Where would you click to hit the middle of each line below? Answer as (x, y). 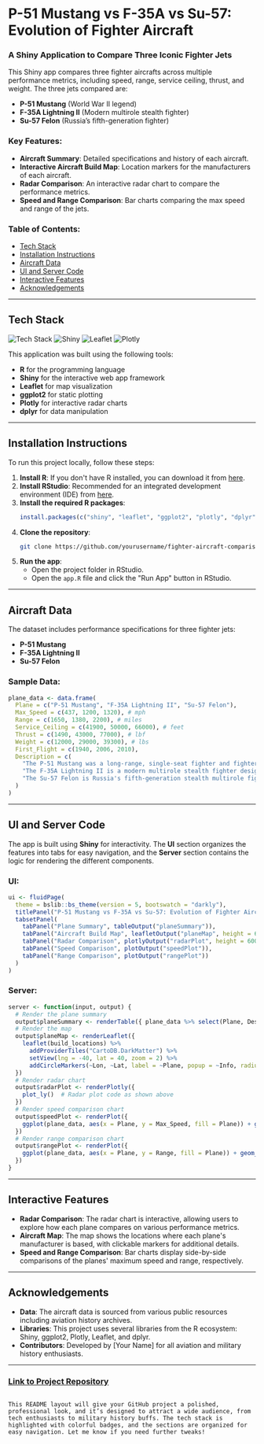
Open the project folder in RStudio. (87, 570)
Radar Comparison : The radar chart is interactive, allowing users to (129, 1219)
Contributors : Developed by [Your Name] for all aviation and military (130, 1345)
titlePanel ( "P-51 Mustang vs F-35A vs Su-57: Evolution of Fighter (128, 912)
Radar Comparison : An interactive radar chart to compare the (119, 183)
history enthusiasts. (51, 1354)
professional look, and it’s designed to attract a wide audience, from (130, 1411)
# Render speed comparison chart (70, 1110)
